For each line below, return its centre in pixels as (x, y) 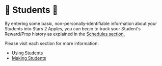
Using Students (27, 53)
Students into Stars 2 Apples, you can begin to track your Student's (73, 28)
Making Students (29, 58)
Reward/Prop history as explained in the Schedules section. (65, 34)
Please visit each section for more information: (52, 43)
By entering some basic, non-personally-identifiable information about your (81, 23)
